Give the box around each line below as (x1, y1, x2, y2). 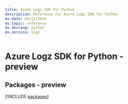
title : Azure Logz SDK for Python (5, 7, 75, 12)
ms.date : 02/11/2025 (5, 16, 47, 21)
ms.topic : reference (5, 21, 47, 26)
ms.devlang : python (5, 25, 45, 30)
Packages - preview (5, 81, 66, 89)
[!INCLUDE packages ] (5, 94, 49, 99)
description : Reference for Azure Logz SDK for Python (5, 12, 118, 17)
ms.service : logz (5, 30, 40, 35)
